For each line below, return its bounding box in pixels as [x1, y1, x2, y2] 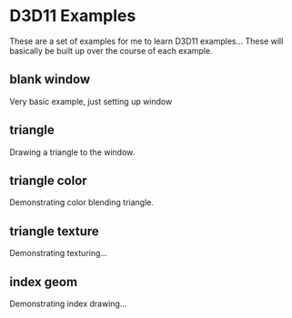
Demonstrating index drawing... [9, 298, 127, 309]
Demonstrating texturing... [9, 248, 107, 259]
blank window [9, 72, 91, 87]
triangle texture [9, 223, 100, 239]
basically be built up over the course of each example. [9, 45, 213, 56]
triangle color [9, 172, 88, 188]
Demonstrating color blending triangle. [9, 197, 155, 208]
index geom [9, 274, 78, 290]
